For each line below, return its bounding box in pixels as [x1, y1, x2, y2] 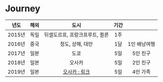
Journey [5, 3, 41, 14]
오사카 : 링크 [62, 68, 90, 75]
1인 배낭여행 [127, 41, 155, 47]
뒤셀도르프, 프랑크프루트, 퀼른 [44, 31, 109, 38]
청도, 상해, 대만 [60, 41, 93, 47]
